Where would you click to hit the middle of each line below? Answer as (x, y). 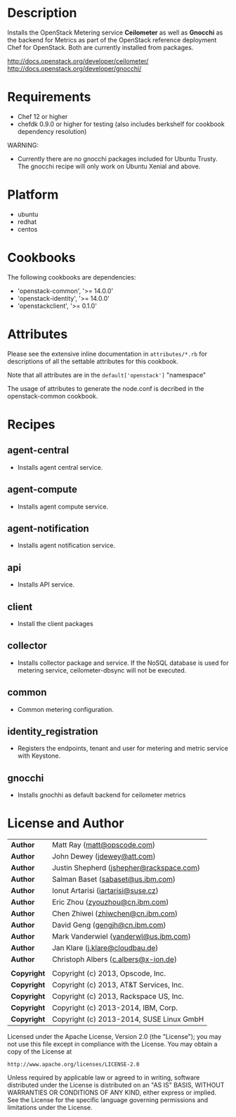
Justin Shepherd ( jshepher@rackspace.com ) (126, 868)
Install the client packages (55, 623)
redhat (27, 221)
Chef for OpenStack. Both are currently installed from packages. (100, 47)
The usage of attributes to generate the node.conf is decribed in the (106, 388)
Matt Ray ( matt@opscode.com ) (104, 845)
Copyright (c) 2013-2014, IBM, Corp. (114, 1008)
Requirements (49, 97)
